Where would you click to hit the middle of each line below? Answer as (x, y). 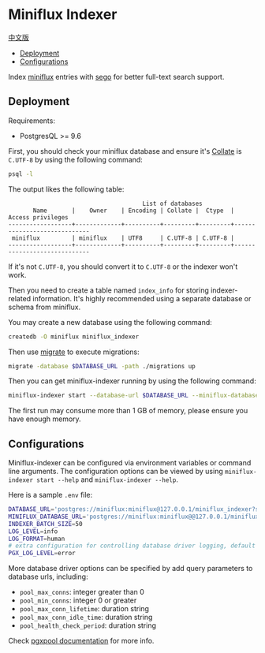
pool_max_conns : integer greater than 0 (82, 592)
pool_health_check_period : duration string (88, 625)
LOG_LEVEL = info (33, 531)
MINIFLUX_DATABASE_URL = (47, 517)
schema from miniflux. (45, 307)
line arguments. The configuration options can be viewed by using (116, 472)
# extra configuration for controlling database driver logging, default (132, 546)
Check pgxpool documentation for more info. (81, 641)
